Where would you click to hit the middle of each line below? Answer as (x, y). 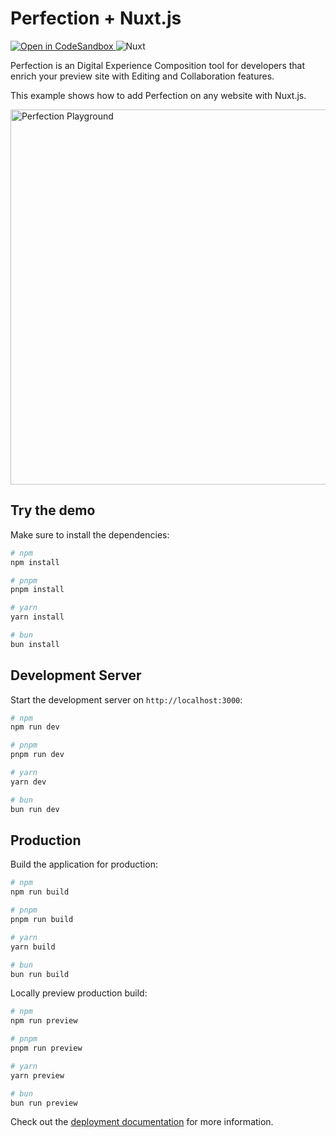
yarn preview (37, 1075)
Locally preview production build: (79, 993)
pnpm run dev (37, 755)
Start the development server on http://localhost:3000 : (126, 699)
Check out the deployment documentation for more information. (142, 1122)
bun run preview (44, 1103)
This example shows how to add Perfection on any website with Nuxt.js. (158, 95)
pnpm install (37, 590)
